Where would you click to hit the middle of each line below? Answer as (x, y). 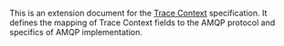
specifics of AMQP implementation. (76, 32)
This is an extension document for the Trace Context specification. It (138, 13)
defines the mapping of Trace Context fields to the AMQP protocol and (142, 23)
